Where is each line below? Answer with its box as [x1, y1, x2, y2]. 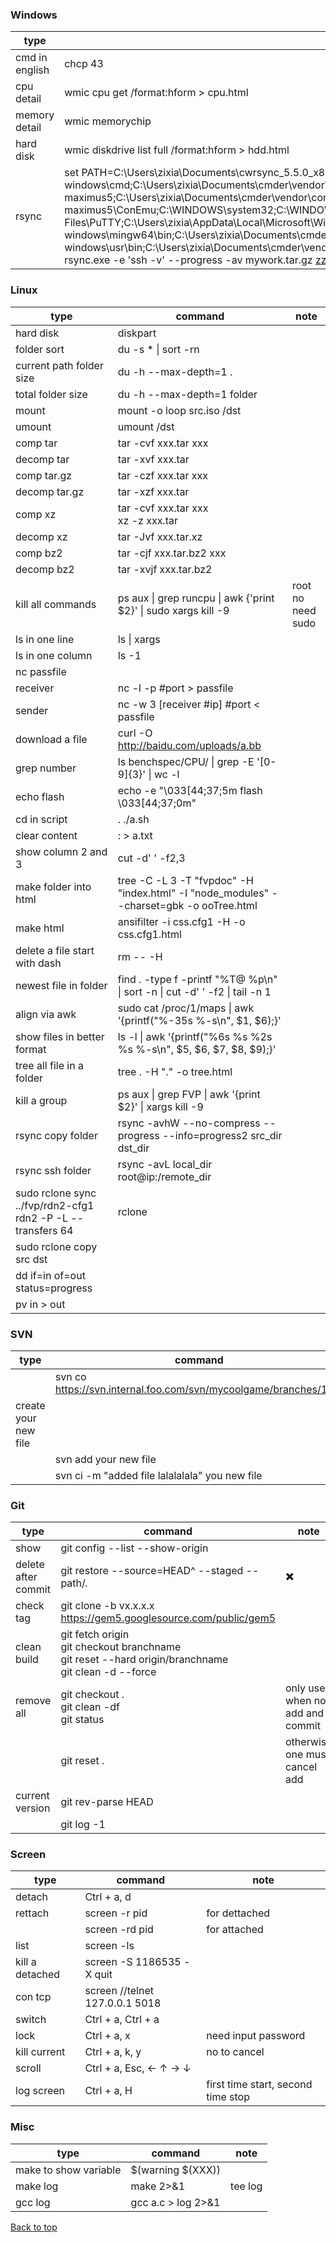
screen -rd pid [84, 1923, 154, 1937]
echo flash [15, 789, 65, 803]
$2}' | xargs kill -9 [117, 1099, 204, 1113]
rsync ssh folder [15, 1163, 92, 1177]
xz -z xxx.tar [117, 513, 178, 527]
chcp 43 [64, 57, 104, 71]
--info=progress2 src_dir [162, 1128, 283, 1142]
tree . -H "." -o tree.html [117, 1064, 233, 1078]
